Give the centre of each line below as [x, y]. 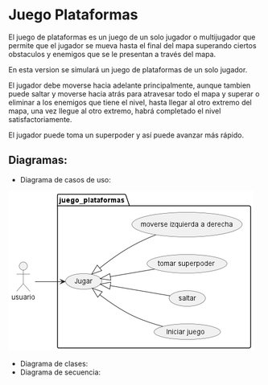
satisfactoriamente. [40, 119]
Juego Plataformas [73, 15]
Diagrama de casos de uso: [65, 179]
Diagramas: [38, 160]
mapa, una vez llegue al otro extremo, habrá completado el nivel [115, 111]
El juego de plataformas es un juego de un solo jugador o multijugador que [132, 37]
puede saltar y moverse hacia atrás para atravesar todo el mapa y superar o [134, 93]
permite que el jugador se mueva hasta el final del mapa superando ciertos [132, 45]
